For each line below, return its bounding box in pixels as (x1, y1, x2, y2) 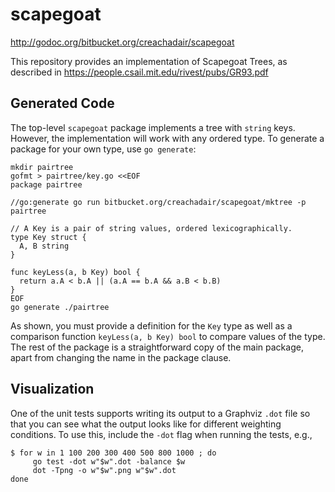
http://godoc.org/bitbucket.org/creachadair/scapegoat (10, 36, 235, 48)
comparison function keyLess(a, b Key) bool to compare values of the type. (10, 330, 326, 342)
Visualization (10, 381, 95, 398)
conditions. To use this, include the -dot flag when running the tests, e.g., (10, 428, 313, 440)
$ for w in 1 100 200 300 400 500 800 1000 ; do (10, 448, 217, 458)
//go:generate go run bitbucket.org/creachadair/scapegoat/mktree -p (10, 197, 307, 207)
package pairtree (10, 179, 83, 190)
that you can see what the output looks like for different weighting (10, 418, 282, 430)
